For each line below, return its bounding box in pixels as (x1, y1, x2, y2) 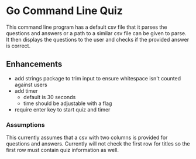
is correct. (6, 42, 31, 49)
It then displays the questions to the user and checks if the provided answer (6, 36, 189, 43)
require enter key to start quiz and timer (14, 106, 111, 113)
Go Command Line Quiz (6, 4, 123, 18)
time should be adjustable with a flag (23, 100, 112, 107)
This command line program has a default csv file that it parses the (6, 23, 168, 31)
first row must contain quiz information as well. (6, 147, 119, 154)
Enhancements (6, 59, 63, 69)
